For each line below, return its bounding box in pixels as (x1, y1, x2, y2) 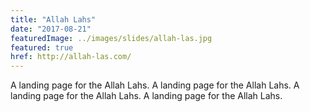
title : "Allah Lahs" (10, 14, 97, 25)
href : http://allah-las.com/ (10, 52, 132, 62)
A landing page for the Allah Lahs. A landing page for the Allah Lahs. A (10, 79, 300, 91)
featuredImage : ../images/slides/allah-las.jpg (10, 33, 213, 43)
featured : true (10, 42, 74, 53)
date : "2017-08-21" (10, 24, 92, 34)
